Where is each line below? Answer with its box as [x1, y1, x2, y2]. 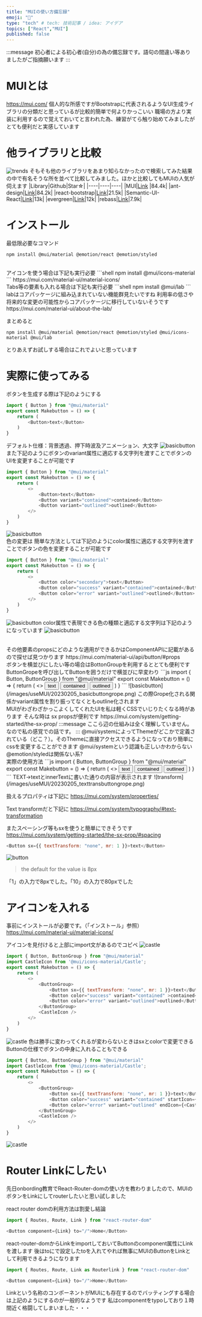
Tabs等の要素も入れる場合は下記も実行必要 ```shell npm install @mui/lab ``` [6, 283, 191, 290]
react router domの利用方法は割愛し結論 [6, 1205, 106, 1212]
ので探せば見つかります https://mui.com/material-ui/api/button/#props [6, 653, 180, 660]
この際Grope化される [137, 690, 191, 697]
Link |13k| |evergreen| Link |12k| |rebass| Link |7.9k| [22, 196, 142, 202]
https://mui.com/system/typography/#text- [70, 805, 177, 813]
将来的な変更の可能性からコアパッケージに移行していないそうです [6, 298, 170, 305]
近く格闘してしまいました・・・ [11, 1304, 91, 1312]
